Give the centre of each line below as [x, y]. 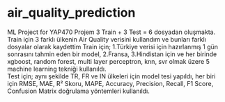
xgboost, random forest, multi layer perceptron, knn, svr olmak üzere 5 [109, 61]
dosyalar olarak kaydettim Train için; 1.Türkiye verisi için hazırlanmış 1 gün [113, 46]
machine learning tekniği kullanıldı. [57, 69]
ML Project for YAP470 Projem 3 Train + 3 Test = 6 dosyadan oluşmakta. [111, 32]
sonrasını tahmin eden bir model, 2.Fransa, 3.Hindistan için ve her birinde [112, 54]
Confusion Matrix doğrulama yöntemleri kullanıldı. [78, 91]
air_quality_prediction [71, 13]
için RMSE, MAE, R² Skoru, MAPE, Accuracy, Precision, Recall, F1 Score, [110, 83]
